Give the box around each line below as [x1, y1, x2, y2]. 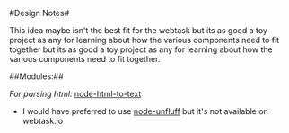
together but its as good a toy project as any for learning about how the [9, 44, 273, 55]
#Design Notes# [9, 8, 70, 18]
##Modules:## [9, 71, 65, 82]
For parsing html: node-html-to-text [9, 89, 142, 99]
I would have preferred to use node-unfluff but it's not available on [22, 106, 269, 116]
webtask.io [22, 116, 64, 126]
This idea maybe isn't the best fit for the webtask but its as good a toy [9, 25, 267, 35]
